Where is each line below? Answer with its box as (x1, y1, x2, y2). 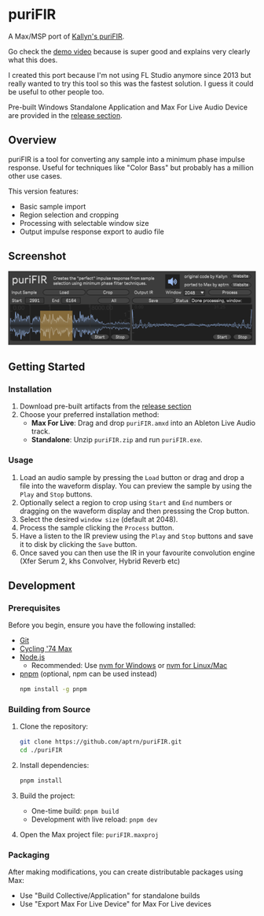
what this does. (8, 55, 58, 65)
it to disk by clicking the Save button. (19, 539, 137, 548)
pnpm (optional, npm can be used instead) (19, 669, 157, 678)
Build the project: (19, 791, 75, 800)
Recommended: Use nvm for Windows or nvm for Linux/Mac (31, 661, 228, 670)
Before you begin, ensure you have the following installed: (8, 620, 196, 630)
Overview (8, 134, 57, 147)
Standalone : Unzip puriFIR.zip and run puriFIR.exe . (31, 435, 203, 445)
